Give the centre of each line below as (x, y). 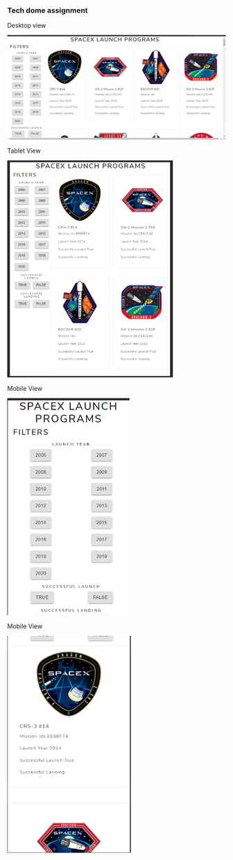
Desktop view (27, 26)
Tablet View (24, 151)
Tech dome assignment (48, 10)
